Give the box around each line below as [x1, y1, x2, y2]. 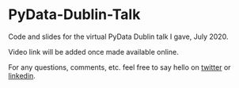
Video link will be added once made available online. [8, 47, 180, 56]
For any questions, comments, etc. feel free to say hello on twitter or [8, 62, 231, 72]
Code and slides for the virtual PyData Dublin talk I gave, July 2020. [8, 32, 229, 41]
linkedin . [8, 71, 36, 80]
